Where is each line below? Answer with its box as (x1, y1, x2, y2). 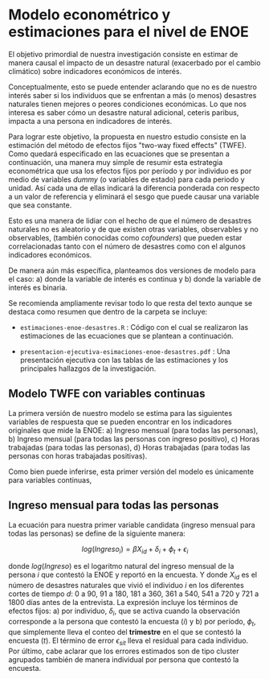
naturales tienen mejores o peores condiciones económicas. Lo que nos (8, 99, 247, 109)
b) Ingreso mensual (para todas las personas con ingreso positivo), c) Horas (8, 434, 260, 443)
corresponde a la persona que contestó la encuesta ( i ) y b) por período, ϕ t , (8, 616, 256, 628)
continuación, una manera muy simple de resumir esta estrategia (8, 157, 223, 167)
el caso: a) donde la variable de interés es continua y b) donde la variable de (8, 274, 262, 283)
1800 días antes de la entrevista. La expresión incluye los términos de (8, 598, 238, 607)
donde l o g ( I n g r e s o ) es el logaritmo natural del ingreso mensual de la (8, 562, 234, 571)
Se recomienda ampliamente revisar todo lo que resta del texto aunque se (8, 298, 253, 307)
